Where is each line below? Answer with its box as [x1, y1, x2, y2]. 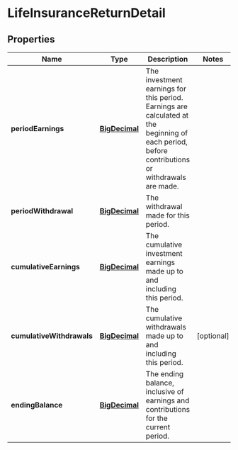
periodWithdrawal [11, 206, 74, 215]
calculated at [145, 111, 189, 120]
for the [145, 413, 168, 423]
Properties [7, 33, 55, 45]
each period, [145, 137, 188, 147]
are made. [145, 181, 179, 191]
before [145, 146, 168, 155]
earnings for [145, 84, 186, 94]
